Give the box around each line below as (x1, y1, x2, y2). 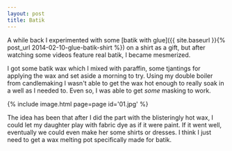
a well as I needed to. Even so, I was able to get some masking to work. (7, 86, 211, 95)
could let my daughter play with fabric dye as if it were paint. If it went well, (7, 120, 222, 129)
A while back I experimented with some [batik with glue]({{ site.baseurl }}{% (7, 35, 226, 44)
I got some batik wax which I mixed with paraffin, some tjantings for (7, 64, 201, 72)
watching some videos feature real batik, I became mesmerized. (7, 50, 191, 59)
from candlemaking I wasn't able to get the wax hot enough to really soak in (7, 79, 224, 87)
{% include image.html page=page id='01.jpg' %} (7, 100, 149, 108)
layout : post (7, 10, 45, 17)
